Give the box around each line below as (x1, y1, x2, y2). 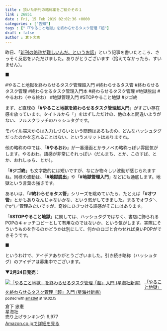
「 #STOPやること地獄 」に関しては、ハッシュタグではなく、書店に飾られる (5, 213, 159, 219)
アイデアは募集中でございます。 (18, 258, 83, 264)
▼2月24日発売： (5, 269, 40, 275)
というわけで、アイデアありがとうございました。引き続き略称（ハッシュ (5, 252, 153, 258)
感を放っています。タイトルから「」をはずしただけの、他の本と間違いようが (5, 111, 162, 117)
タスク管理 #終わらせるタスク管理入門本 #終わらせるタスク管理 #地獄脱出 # (5, 88, 161, 94)
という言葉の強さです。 (9, 180, 57, 186)
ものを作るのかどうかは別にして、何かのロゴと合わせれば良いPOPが (18, 226, 158, 232)
